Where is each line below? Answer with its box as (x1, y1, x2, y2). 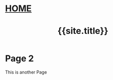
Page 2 (5, 53, 34, 64)
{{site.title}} (57, 26, 109, 37)
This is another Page (5, 69, 47, 75)
